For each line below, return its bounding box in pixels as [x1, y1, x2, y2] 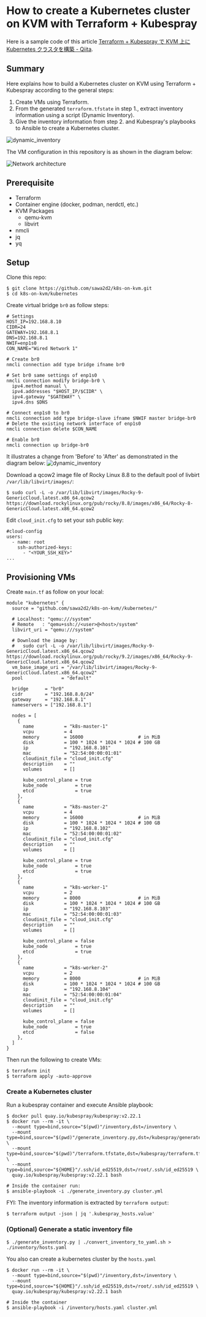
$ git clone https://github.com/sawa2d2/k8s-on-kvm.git [6, 286, 152, 292]
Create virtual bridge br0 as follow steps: [6, 302, 109, 309]
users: [6, 534, 23, 540]
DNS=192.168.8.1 [6, 335, 48, 341]
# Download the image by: [12, 638, 78, 644]
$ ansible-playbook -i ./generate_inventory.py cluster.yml [6, 1188, 164, 1194]
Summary [6, 64, 45, 74]
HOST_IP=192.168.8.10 [6, 319, 62, 325]
